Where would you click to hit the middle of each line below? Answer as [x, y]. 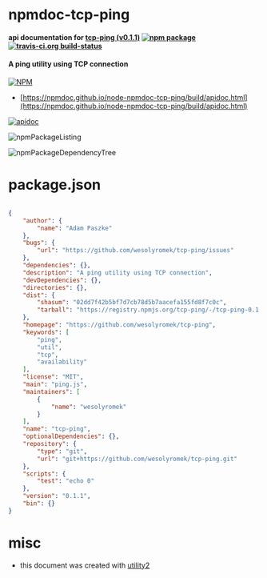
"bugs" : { [39, 243]
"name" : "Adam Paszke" [75, 228]
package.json [55, 185]
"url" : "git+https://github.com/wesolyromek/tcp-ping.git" [137, 459]
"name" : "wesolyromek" [89, 407]
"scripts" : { [44, 474]
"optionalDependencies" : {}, [71, 437]
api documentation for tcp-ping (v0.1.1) [74, 37]
